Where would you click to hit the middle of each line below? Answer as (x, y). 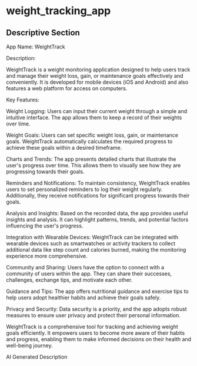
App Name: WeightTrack (36, 47)
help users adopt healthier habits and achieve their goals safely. (84, 298)
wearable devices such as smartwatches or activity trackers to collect (91, 243)
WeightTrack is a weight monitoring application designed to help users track (98, 70)
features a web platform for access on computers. (67, 88)
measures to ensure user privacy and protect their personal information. (93, 315)
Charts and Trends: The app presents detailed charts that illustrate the (91, 159)
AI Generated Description (37, 357)
